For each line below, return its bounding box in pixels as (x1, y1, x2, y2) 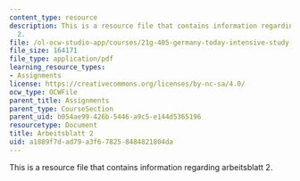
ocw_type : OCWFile (9, 87, 78, 96)
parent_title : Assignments (9, 95, 110, 105)
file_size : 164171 (9, 46, 78, 55)
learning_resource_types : (9, 63, 105, 72)
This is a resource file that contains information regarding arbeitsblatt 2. (9, 161, 273, 172)
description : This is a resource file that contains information (9, 21, 257, 30)
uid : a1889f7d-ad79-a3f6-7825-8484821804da (9, 137, 174, 146)
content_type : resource (9, 12, 98, 22)
